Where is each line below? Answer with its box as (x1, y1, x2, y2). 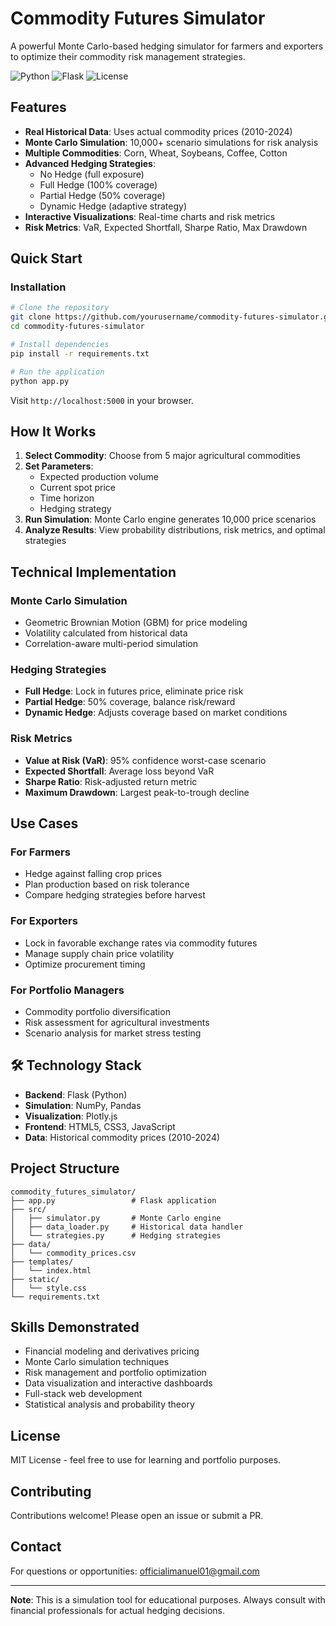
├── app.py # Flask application (10, 1195, 217, 1206)
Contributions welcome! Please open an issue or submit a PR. (10, 1510, 264, 1521)
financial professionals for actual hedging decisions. (10, 1604, 225, 1616)
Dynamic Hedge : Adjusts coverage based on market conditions (24, 707, 288, 719)
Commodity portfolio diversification (24, 1005, 171, 1017)
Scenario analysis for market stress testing (24, 1027, 202, 1039)
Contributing (10, 1483, 92, 1500)
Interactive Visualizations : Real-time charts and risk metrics (24, 210, 276, 222)
